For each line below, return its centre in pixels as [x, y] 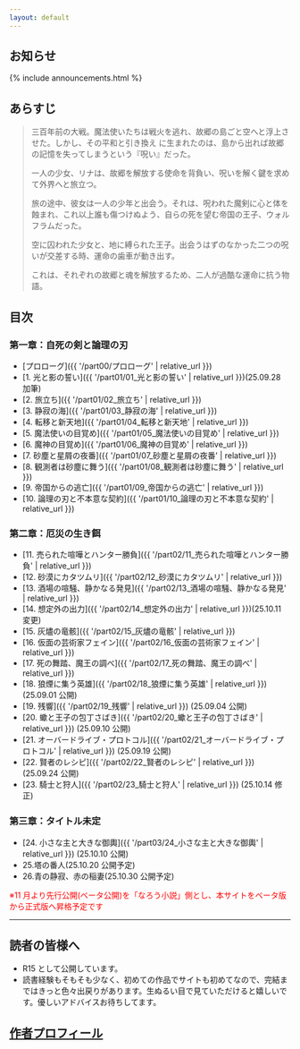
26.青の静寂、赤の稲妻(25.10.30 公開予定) [98, 876]
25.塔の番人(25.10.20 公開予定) [79, 865]
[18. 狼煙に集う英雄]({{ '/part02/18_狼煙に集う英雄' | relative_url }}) [145, 684]
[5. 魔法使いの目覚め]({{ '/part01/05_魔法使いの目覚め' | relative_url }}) [150, 433]
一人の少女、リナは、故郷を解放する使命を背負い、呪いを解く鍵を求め [160, 173]
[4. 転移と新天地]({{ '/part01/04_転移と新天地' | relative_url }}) [135, 422]
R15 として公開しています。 [72, 968]
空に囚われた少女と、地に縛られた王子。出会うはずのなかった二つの [156, 245]
